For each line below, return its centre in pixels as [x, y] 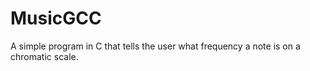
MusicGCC [56, 18]
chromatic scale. [44, 56]
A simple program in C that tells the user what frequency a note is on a [155, 46]
